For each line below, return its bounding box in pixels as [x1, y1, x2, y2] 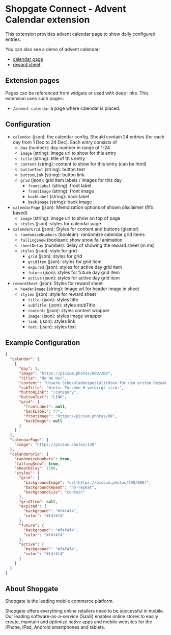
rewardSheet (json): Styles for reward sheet [12, 280, 103, 286]
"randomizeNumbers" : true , [14, 456, 72, 461]
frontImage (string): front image [27, 187, 94, 194]
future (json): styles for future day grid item [27, 269, 120, 275]
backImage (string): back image [27, 199, 93, 205]
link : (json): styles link [27, 318, 75, 324]
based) [12, 209, 28, 216]
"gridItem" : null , [18, 499, 58, 504]
